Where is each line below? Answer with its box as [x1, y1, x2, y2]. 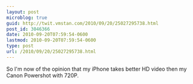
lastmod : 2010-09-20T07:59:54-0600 [6, 37, 96, 43]
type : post [6, 43, 34, 49]
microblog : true [6, 15, 47, 21]
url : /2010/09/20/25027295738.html [6, 49, 96, 55]
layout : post [6, 9, 39, 15]
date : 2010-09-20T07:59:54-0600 [6, 32, 88, 38]
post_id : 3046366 [6, 26, 50, 32]
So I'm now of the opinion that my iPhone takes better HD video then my [6, 65, 187, 72]
